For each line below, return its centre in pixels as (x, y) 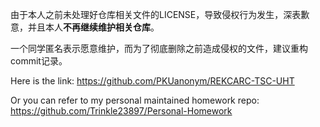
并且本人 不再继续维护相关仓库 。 (93, 27)
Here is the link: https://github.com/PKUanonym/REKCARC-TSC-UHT (152, 81)
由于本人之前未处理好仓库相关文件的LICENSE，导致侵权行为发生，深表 (156, 14)
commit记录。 (39, 61)
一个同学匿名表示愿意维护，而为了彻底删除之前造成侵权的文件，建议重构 (159, 48)
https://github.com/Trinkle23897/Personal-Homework (121, 111)
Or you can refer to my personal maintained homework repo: (135, 100)
